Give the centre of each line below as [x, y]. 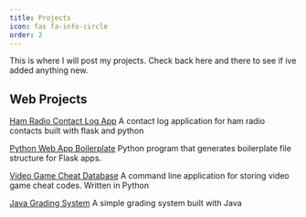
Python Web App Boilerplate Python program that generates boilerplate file [151, 149]
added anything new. [49, 70]
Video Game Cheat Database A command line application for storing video [149, 176]
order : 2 [26, 35]
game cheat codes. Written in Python [79, 186]
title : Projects [40, 18]
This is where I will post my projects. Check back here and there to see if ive [153, 61]
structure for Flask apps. [56, 158]
